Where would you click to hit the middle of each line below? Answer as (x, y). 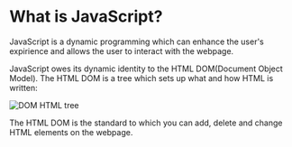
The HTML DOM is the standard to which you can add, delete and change (146, 123)
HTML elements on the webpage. (71, 132)
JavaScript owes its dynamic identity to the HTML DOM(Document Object (146, 69)
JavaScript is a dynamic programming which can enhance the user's (137, 41)
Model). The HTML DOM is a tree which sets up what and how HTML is (141, 78)
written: (23, 87)
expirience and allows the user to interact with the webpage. (122, 51)
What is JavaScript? (86, 17)
